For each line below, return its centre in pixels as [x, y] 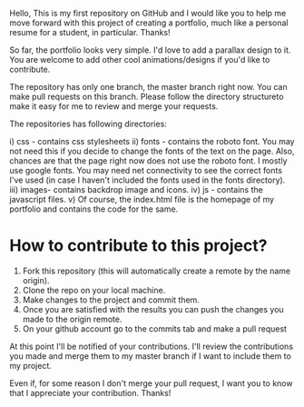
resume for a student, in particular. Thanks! [90, 32]
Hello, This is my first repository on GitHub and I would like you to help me [148, 13]
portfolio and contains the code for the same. [94, 209]
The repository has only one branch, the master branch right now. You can [148, 87]
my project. [31, 365]
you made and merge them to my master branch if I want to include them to [151, 356]
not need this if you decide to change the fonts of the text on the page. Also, [152, 151]
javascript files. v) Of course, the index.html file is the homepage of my [142, 199]
